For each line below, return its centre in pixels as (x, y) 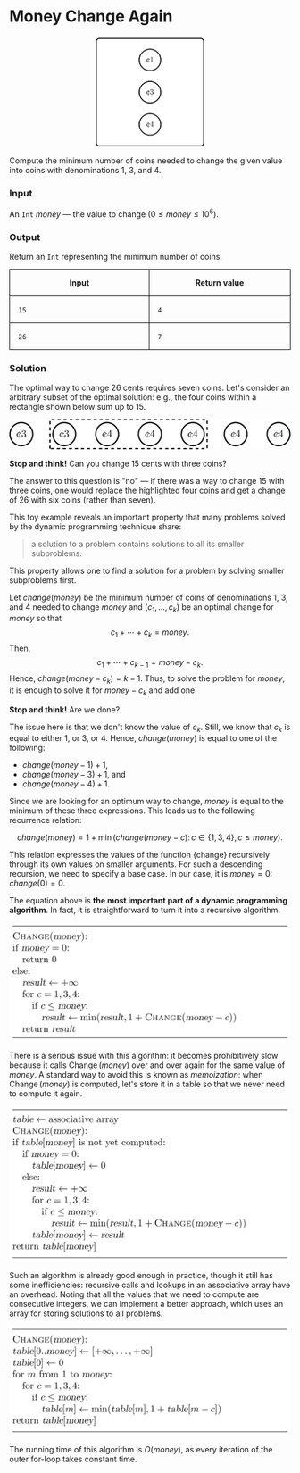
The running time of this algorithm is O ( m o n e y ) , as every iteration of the (141, 1450)
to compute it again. (46, 1094)
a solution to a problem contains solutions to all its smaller (137, 544)
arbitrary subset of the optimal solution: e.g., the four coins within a (133, 397)
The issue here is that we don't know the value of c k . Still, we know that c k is (150, 728)
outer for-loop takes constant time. (73, 1459)
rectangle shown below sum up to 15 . (78, 407)
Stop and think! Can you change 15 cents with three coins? (118, 463)
